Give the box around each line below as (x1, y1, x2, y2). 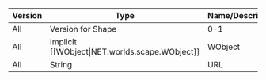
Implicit (50, 36, 78, 47)
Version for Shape (50, 24, 117, 34)
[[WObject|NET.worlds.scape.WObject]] (50, 47, 200, 57)
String (50, 59, 73, 70)
